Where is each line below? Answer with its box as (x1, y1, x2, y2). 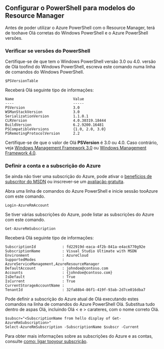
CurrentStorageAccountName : (5, 283, 65, 288)
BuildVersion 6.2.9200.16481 (5, 122, 104, 127)
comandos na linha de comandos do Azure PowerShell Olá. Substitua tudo (5, 301, 155, 307)
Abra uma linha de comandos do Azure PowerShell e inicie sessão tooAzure (5, 188, 158, 194)
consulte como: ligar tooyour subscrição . (5, 339, 88, 345)
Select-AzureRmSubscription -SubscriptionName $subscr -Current (5, 324, 139, 330)
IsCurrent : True (5, 279, 76, 284)
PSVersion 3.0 (5, 105, 80, 110)
